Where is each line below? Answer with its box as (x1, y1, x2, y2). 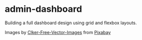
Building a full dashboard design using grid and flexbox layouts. (5, 20, 137, 26)
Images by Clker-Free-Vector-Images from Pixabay (5, 29, 111, 35)
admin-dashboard (5, 3, 82, 15)
